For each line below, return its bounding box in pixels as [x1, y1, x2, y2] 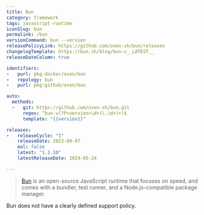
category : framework [6, 15, 59, 21]
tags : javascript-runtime [6, 20, 72, 26]
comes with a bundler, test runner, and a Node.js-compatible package [21, 183, 197, 191]
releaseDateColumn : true [6, 54, 70, 60]
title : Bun [6, 9, 34, 15]
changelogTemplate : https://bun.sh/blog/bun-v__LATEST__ [6, 49, 155, 55]
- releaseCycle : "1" [6, 132, 64, 139]
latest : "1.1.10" [17, 150, 62, 156]
